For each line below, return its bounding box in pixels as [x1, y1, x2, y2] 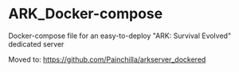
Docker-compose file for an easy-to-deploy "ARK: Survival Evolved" [8, 31, 232, 40]
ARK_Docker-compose [8, 5, 163, 23]
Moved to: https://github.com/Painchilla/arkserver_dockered [8, 55, 206, 64]
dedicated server [8, 39, 65, 48]
